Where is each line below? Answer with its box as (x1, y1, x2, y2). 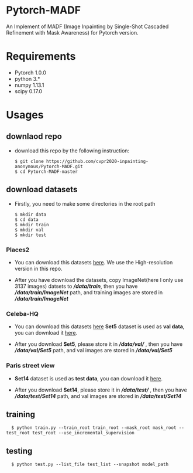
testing (6, 446, 33, 456)
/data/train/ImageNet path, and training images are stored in (14, 288, 163, 296)
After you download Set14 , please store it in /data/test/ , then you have (14, 386, 187, 393)
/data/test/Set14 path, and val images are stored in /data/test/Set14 (14, 392, 182, 399)
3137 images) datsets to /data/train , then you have (14, 283, 138, 290)
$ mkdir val (14, 227, 44, 233)
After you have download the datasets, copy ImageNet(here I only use (14, 276, 184, 283)
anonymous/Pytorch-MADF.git (14, 164, 83, 169)
